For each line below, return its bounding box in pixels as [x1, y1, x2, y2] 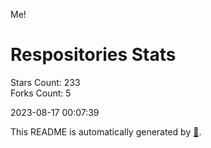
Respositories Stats [10, 44, 177, 66]
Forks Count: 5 [10, 87, 72, 99]
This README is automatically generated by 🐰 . [10, 125, 202, 138]
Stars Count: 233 [10, 76, 81, 88]
